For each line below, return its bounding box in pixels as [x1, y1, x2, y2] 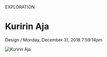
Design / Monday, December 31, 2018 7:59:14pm [5, 37, 103, 43]
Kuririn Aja [5, 21, 49, 32]
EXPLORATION [5, 4, 35, 10]
